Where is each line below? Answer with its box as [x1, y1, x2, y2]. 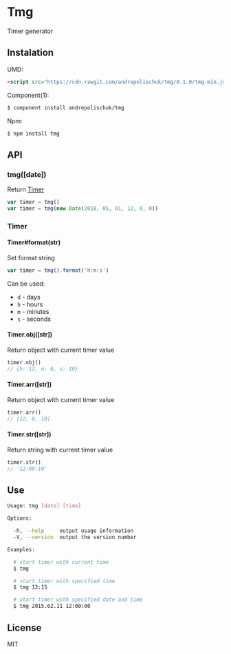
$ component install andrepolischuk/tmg [7, 104, 125, 111]
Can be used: [7, 279, 45, 288]
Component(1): [7, 91, 49, 99]
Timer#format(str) [7, 238, 60, 246]
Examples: [7, 546, 36, 553]
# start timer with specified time [13, 578, 115, 584]
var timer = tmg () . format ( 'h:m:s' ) [7, 266, 109, 274]
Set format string [7, 253, 55, 262]
